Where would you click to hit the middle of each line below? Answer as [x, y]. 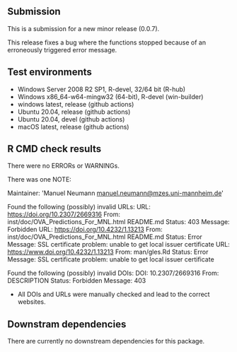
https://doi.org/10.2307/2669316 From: [64, 214]
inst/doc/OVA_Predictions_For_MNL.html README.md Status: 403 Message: [118, 222]
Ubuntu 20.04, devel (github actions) [71, 119]
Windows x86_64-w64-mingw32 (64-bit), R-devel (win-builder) [110, 96]
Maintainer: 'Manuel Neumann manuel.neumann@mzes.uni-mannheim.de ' [116, 193]
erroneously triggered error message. [62, 49]
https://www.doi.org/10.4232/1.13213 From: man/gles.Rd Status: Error [108, 252]
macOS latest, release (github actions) [73, 127]
